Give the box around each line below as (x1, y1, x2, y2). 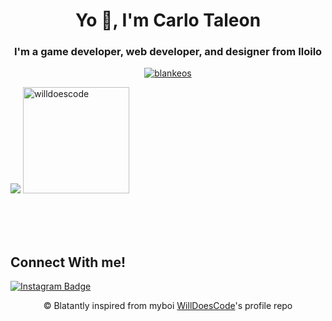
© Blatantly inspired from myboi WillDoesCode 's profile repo (43, 300, 293, 312)
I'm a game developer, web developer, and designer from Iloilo (13, 45, 323, 59)
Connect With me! (10, 254, 127, 271)
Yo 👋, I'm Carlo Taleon (74, 9, 262, 32)
